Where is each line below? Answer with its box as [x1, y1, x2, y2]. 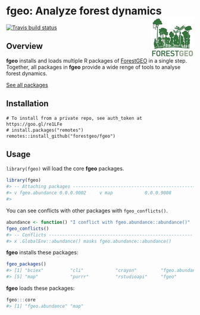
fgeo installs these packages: [6, 249, 79, 256]
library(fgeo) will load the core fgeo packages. [6, 165, 124, 172]
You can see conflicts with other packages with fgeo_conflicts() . [6, 207, 168, 214]
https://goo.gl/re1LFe [6, 121, 62, 127]
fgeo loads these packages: [6, 285, 75, 292]
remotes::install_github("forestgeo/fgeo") [6, 133, 116, 139]
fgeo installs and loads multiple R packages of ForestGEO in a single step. [6, 57, 187, 64]
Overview [6, 41, 43, 51]
